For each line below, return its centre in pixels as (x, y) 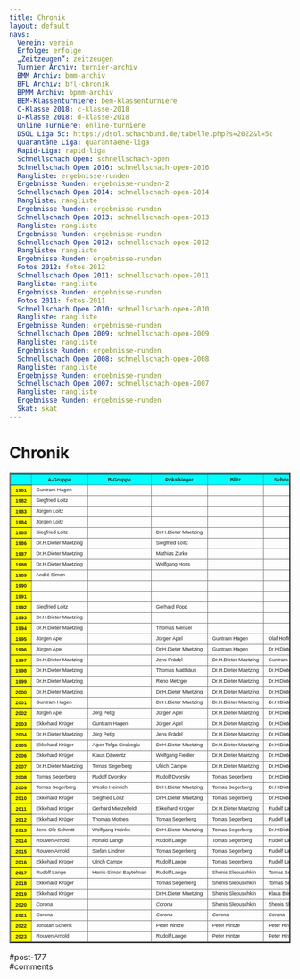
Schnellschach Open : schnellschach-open (93, 159)
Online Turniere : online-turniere (81, 126)
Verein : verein (46, 43)
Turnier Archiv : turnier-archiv (78, 68)
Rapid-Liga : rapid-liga (61, 150)
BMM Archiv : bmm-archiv (61, 76)
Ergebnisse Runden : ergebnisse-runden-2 (93, 184)
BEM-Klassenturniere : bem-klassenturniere (97, 101)
